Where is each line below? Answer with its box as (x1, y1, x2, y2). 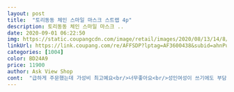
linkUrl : (7, 42, 33, 49)
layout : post (7, 10, 45, 17)
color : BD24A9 (7, 55, 49, 62)
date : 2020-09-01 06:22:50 (7, 29, 86, 37)
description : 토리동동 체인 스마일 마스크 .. (7, 23, 124, 30)
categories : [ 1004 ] (7, 49, 64, 56)
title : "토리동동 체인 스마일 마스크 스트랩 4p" (7, 17, 132, 24)
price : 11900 (7, 62, 45, 68)
